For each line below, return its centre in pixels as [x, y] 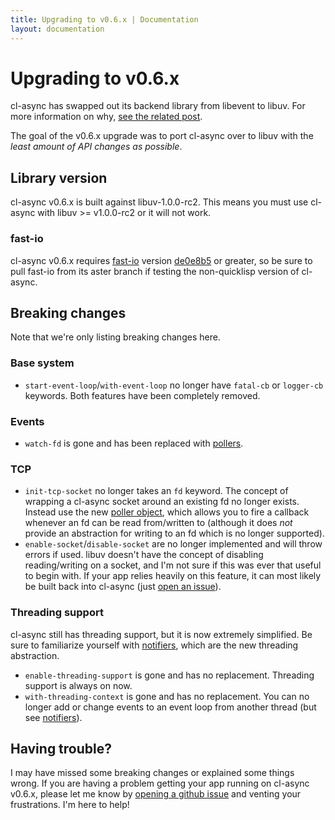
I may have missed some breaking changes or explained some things [152, 773]
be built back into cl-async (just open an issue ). [123, 587]
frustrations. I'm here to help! [70, 805]
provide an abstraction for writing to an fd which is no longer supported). [174, 533]
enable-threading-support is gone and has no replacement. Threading [169, 675]
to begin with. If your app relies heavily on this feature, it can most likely [173, 576]
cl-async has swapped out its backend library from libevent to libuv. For [158, 106]
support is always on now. [78, 685]
